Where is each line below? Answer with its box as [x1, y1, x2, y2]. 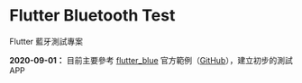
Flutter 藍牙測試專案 [9, 36, 84, 46]
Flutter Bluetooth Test [9, 5, 176, 26]
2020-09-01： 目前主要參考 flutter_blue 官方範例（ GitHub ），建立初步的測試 [9, 54, 293, 65]
